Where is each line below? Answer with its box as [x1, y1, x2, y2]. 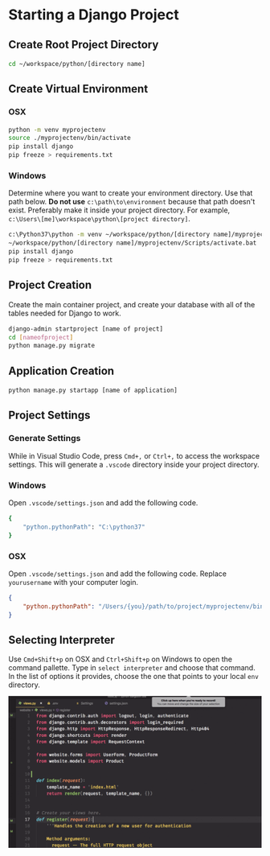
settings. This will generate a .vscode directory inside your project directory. [8, 459, 260, 469]
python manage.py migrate [8, 342, 95, 350]
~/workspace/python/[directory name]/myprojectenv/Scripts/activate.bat [8, 239, 257, 247]
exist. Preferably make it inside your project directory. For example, [8, 205, 231, 215]
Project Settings [8, 409, 91, 422]
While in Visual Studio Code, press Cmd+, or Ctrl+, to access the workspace [8, 451, 260, 460]
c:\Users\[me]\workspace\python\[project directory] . [8, 214, 190, 224]
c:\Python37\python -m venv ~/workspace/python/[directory [8, 231, 211, 239]
